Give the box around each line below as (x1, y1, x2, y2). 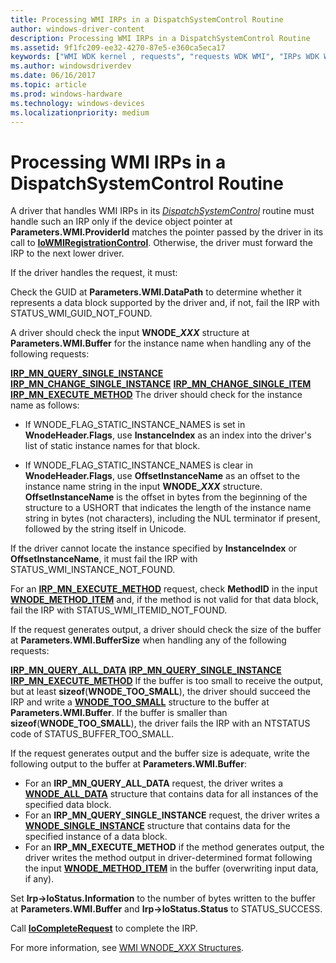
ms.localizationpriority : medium (10, 107, 150, 118)
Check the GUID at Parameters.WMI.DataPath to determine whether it (10, 286, 302, 298)
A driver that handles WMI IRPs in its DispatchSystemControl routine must (10, 205, 315, 217)
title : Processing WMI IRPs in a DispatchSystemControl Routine (10, 14, 284, 25)
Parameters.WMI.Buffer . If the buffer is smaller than (10, 707, 228, 719)
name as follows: (10, 399, 80, 411)
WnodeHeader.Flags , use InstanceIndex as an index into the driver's (24, 429, 312, 441)
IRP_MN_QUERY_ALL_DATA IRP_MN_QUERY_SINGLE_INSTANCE (10, 664, 282, 676)
